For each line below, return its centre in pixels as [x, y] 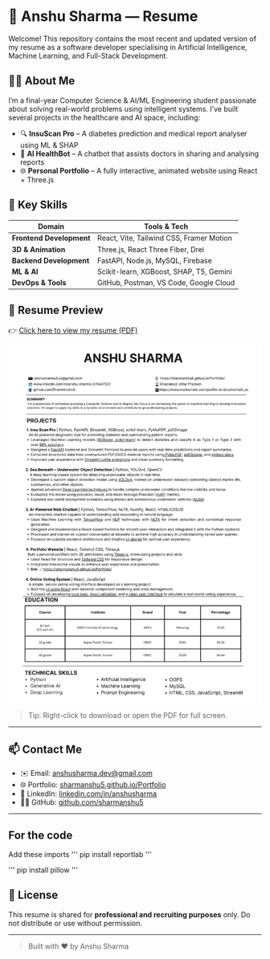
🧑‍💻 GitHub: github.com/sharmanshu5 [82, 802]
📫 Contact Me [45, 749]
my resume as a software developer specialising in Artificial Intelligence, [128, 47]
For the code [41, 835]
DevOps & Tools [39, 283]
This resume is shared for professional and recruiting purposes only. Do [129, 914]
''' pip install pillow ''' [43, 870]
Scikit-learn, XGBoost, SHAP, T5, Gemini [165, 271]
